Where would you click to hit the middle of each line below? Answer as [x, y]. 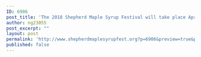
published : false [28, 45]
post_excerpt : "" [28, 28]
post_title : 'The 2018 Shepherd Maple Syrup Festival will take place [96, 17]
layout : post [22, 34]
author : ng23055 [26, 23]
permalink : [20, 39]
